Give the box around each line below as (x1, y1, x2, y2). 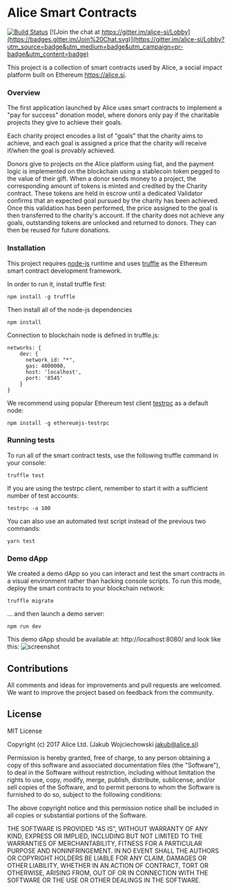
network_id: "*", (25, 356, 76, 363)
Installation (7, 244, 46, 253)
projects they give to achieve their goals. (7, 118, 123, 127)
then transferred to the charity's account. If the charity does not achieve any (7, 211, 224, 219)
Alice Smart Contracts (7, 5, 137, 21)
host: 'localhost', (25, 368, 81, 375)
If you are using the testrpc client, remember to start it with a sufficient (7, 484, 209, 492)
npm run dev (7, 623, 41, 630)
